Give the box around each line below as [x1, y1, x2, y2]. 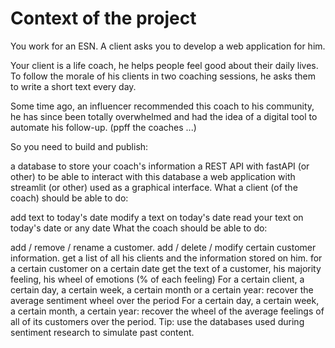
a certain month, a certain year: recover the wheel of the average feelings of [10, 305, 325, 317]
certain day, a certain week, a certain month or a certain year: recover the [10, 283, 314, 296]
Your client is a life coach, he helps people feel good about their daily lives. [10, 59, 319, 71]
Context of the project [10, 7, 197, 30]
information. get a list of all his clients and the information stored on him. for [10, 252, 323, 264]
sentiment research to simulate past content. [10, 326, 195, 338]
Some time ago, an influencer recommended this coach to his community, [10, 100, 315, 112]
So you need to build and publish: [10, 140, 149, 152]
